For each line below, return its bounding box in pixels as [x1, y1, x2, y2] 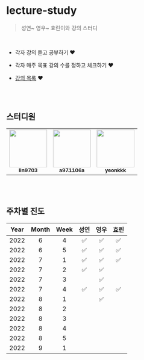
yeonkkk [105, 167, 127, 173]
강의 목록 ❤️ [14, 74, 43, 81]
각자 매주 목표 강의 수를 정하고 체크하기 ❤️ [14, 61, 114, 69]
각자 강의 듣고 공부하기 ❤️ [14, 49, 75, 56]
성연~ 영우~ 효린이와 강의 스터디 [20, 24, 98, 31]
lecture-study [6, 4, 77, 17]
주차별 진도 [6, 206, 45, 217]
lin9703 [19, 167, 38, 173]
